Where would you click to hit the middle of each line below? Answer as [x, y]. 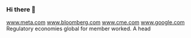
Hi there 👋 [21, 9]
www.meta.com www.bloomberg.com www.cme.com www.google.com [95, 23]
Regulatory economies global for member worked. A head [79, 28]
